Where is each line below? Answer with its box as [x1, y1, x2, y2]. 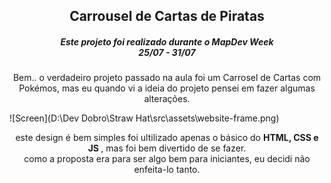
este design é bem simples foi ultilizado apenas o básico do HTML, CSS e [15, 132, 319, 144]
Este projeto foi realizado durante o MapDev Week [60, 35, 274, 48]
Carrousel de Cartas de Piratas [69, 8, 265, 25]
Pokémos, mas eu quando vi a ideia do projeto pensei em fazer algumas [18, 82, 316, 94]
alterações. [143, 93, 191, 105]
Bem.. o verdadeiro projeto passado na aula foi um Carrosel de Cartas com [12, 72, 322, 84]
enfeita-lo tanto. [133, 164, 201, 176]
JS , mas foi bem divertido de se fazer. [87, 142, 247, 154]
